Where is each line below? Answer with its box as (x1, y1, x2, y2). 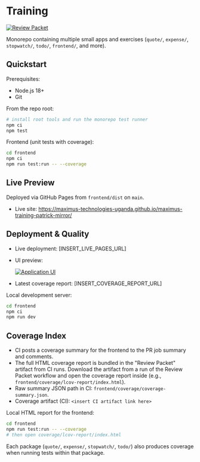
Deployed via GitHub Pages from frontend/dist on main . (6, 194, 144, 201)
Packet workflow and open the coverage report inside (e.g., (14, 372, 162, 379)
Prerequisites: (6, 75, 41, 82)
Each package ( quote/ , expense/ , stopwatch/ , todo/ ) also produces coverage (6, 442, 194, 450)
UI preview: (14, 256, 44, 264)
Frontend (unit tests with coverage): (6, 138, 94, 146)
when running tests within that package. (6, 449, 105, 456)
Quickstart (6, 59, 47, 70)
